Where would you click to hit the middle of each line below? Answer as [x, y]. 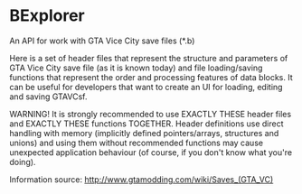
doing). [23, 162]
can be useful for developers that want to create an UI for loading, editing [146, 87]
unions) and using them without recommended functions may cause [137, 143]
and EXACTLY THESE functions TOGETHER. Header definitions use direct [146, 124]
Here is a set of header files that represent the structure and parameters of [149, 58]
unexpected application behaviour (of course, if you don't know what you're [151, 152]
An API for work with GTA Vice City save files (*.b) [102, 41]
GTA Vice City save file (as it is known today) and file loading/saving [136, 68]
